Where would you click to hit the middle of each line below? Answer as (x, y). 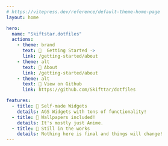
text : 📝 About (40, 67)
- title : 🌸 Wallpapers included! (54, 117)
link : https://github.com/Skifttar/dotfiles (79, 90)
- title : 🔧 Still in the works (51, 129)
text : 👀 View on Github (52, 84)
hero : (13, 28)
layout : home (23, 17)
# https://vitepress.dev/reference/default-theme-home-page (83, 12)
